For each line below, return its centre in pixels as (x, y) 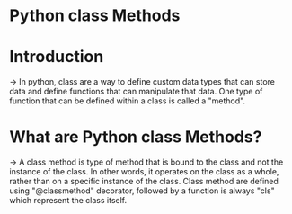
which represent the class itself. (68, 201)
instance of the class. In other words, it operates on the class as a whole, (144, 172)
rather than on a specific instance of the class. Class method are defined (144, 182)
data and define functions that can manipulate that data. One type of (136, 92)
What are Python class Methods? (136, 137)
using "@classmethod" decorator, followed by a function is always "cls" (142, 191)
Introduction (57, 57)
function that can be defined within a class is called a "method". (127, 101)
